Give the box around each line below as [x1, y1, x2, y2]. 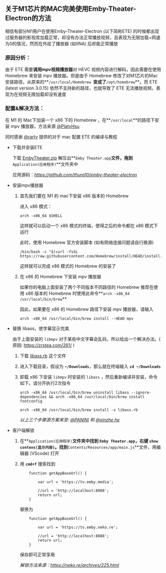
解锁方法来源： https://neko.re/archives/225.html [19, 562, 119, 568]
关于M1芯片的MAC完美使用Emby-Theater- [5, 4, 137, 13]
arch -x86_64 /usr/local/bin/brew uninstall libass [19, 390, 129, 395]
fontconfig [19, 399, 43, 404]
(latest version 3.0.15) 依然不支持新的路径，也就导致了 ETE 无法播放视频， [5, 85, 157, 91]
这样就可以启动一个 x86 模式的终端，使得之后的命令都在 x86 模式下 [19, 223, 158, 229]
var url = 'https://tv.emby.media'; [37, 480, 114, 485]
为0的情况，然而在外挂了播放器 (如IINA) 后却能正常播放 [5, 40, 118, 46]
